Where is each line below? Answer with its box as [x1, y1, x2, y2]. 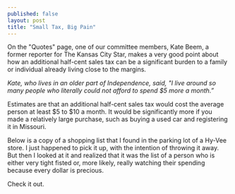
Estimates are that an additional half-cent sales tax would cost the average [7, 100, 224, 109]
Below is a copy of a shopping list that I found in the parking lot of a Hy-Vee [7, 136, 227, 145]
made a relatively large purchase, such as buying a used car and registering [7, 115, 228, 123]
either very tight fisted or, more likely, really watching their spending [7, 159, 205, 167]
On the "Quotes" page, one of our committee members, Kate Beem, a [7, 43, 210, 51]
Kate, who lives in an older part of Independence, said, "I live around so [7, 79, 217, 87]
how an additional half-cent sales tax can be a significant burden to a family [7, 58, 228, 66]
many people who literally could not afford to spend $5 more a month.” [7, 86, 215, 95]
